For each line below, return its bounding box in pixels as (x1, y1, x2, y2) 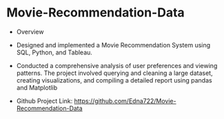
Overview (16, 28, 44, 36)
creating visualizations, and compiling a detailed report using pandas (16, 76, 212, 84)
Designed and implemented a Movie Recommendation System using (16, 41, 211, 49)
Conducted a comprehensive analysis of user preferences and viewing (16, 61, 218, 69)
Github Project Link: (16, 96, 73, 105)
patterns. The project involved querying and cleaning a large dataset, (16, 69, 213, 77)
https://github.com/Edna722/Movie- (74, 96, 176, 105)
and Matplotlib (16, 83, 58, 91)
